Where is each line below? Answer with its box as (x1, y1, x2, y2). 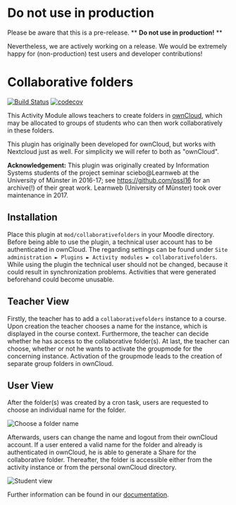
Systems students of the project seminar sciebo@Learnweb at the (7, 168, 199, 177)
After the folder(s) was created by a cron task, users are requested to (7, 398, 209, 407)
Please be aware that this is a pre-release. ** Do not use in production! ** (7, 28, 223, 37)
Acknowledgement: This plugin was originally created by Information (7, 161, 210, 169)
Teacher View (7, 296, 70, 308)
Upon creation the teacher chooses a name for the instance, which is (7, 322, 208, 330)
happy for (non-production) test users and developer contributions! (7, 49, 203, 58)
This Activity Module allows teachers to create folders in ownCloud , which (7, 111, 223, 119)
